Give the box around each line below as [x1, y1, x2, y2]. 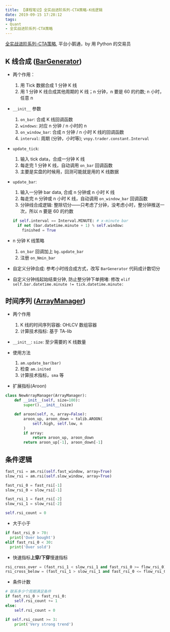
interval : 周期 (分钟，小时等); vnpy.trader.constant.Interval [20, 135, 149, 141]
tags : [5, 17, 17, 22]
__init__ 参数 [12, 105, 41, 111]
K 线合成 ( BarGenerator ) [5, 57, 82, 66]
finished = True [22, 227, 56, 233]
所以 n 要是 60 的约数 [29, 208, 74, 214]
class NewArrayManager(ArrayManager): [5, 393, 87, 398]
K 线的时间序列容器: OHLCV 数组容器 [20, 322, 97, 328]
